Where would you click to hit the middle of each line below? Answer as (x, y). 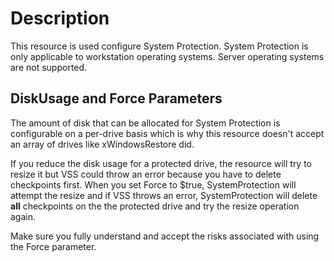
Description (60, 18)
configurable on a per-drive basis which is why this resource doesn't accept (167, 133)
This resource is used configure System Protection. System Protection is (159, 46)
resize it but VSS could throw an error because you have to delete (146, 174)
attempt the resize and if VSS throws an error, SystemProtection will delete (164, 195)
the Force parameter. (53, 246)
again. (23, 216)
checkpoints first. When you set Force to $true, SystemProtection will (153, 184)
